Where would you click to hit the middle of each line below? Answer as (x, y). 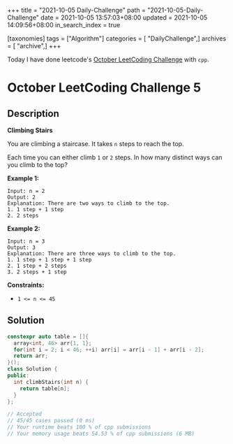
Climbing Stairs (30, 130)
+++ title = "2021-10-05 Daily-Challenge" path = (77, 10)
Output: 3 (22, 248)
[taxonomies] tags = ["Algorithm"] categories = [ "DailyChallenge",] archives (117, 38)
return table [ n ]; (45, 388)
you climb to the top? (38, 165)
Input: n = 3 (26, 241)
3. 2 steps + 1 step (37, 272)
